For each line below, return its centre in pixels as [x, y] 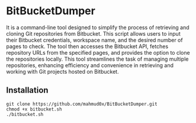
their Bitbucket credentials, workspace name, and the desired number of [94, 40]
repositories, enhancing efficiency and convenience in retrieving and [90, 65]
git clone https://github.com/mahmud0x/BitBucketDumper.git [82, 104]
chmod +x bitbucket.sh [34, 109]
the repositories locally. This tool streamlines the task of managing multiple [97, 59]
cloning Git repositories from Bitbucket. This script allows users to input [93, 33]
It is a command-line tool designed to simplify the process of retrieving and [98, 27]
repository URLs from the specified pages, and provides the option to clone [98, 52]
